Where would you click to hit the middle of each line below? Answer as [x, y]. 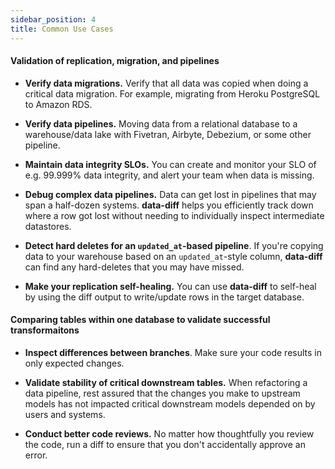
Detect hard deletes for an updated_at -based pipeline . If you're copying [174, 245]
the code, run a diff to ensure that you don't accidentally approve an [165, 444]
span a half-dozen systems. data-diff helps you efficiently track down [169, 205]
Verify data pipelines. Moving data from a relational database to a [161, 123]
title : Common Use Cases [62, 29]
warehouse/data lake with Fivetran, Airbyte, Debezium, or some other [168, 134]
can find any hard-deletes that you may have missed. [134, 267]
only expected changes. [74, 363]
